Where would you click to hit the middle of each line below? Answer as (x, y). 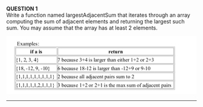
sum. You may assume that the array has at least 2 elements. (82, 28)
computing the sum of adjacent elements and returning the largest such (95, 21)
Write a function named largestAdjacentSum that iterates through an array (98, 15)
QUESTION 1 (22, 9)
